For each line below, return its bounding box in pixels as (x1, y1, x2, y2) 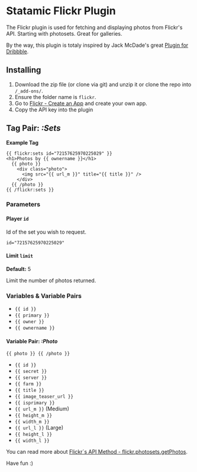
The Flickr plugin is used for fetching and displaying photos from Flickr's (6, 24, 183, 31)
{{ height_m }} (14, 413, 53, 419)
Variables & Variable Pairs (6, 292, 82, 300)
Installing (6, 65, 41, 75)
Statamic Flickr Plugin (6, 4, 117, 18)
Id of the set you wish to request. (6, 228, 87, 235)
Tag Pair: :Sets (6, 123, 61, 133)
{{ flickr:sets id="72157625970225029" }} (6, 150, 112, 157)
